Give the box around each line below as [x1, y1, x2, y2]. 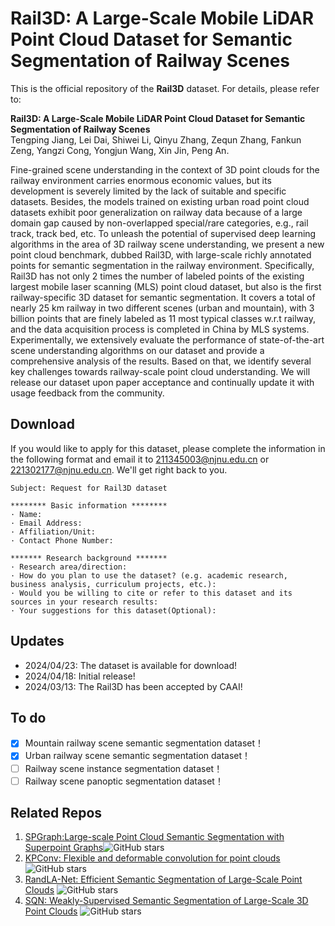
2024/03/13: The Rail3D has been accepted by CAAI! [24, 680, 243, 692]
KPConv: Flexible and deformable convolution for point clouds [24, 852, 281, 864]
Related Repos [10, 805, 103, 822]
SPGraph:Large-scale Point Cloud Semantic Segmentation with [24, 831, 285, 843]
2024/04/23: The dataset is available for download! [24, 659, 238, 671]
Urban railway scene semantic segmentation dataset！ [24, 750, 252, 762]
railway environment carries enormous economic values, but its [10, 174, 272, 186]
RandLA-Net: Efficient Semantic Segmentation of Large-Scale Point [24, 873, 303, 886]
